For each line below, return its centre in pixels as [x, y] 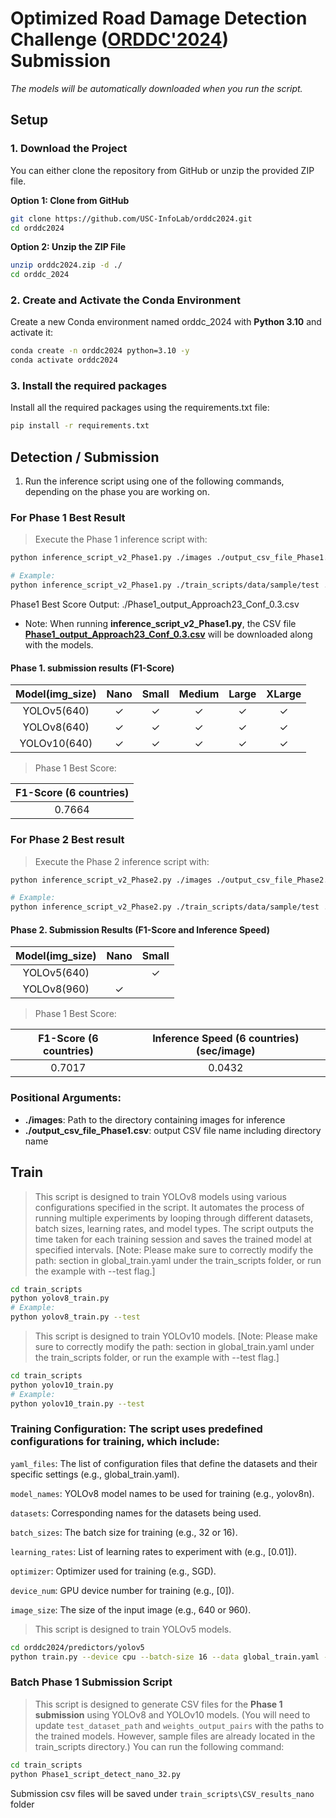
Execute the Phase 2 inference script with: [122, 861]
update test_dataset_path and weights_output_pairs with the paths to [179, 1725]
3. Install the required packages [89, 386]
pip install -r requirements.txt [80, 426]
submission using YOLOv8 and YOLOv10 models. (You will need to [172, 1714]
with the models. [59, 645]
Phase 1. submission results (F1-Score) [92, 668]
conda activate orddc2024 [64, 360]
